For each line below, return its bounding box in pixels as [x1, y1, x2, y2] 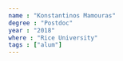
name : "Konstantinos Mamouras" [8, 11, 116, 20]
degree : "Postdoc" [8, 19, 73, 27]
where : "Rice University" [8, 33, 98, 42]
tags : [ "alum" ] [8, 41, 62, 49]
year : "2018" [8, 26, 56, 34]
